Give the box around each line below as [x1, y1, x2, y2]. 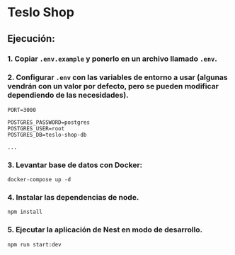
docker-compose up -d [7, 176, 71, 183]
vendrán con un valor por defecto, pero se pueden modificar [7, 81, 219, 91]
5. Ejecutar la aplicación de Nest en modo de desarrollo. [7, 225, 203, 234]
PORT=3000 [7, 106, 37, 113]
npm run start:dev [7, 241, 62, 248]
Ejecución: [7, 33, 55, 45]
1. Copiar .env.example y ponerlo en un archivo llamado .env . [7, 54, 217, 64]
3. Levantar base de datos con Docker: [7, 160, 143, 170]
